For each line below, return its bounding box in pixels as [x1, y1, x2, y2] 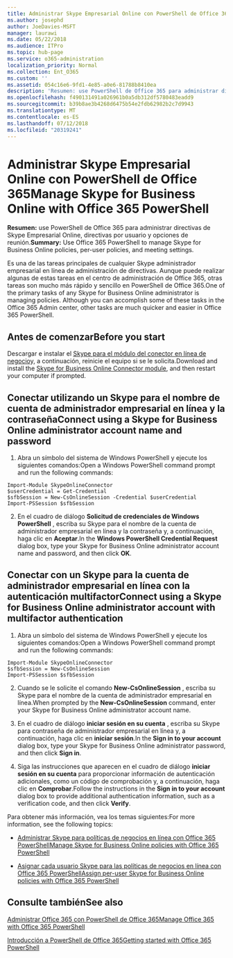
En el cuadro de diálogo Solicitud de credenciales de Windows [17, 512, 200, 520]
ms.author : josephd [7, 17, 64, 24]
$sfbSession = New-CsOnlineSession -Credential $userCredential [7, 494, 197, 501]
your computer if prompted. [7, 372, 87, 380]
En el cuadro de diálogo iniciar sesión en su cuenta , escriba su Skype [17, 719, 221, 727]
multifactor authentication [7, 613, 123, 625]
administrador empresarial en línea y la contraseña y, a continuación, [17, 527, 214, 535]
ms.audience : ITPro [7, 42, 64, 49]
